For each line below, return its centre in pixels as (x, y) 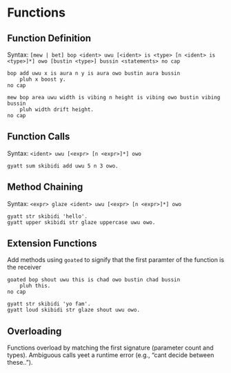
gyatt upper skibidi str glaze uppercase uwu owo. (81, 222)
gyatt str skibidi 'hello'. (48, 216)
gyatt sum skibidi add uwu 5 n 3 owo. (63, 166)
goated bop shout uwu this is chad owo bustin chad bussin (94, 280)
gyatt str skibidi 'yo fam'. (49, 304)
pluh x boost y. (43, 79)
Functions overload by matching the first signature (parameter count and (110, 348)
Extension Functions (52, 244)
